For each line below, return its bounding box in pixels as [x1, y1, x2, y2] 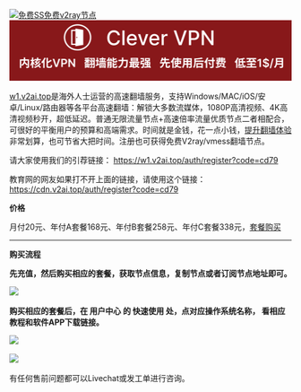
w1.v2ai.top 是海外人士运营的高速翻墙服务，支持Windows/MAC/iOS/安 [9, 91, 266, 101]
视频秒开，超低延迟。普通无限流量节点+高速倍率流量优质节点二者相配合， [16, 113, 289, 124]
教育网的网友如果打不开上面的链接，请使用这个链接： [9, 173, 206, 184]
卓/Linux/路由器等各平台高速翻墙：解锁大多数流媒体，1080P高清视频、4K [9, 101, 280, 112]
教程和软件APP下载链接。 [9, 317, 105, 327]
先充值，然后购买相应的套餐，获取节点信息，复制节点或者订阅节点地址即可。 [9, 267, 292, 278]
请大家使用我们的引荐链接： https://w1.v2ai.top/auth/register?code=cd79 [9, 154, 279, 165]
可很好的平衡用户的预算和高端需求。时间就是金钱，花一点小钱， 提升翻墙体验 [9, 124, 292, 135]
